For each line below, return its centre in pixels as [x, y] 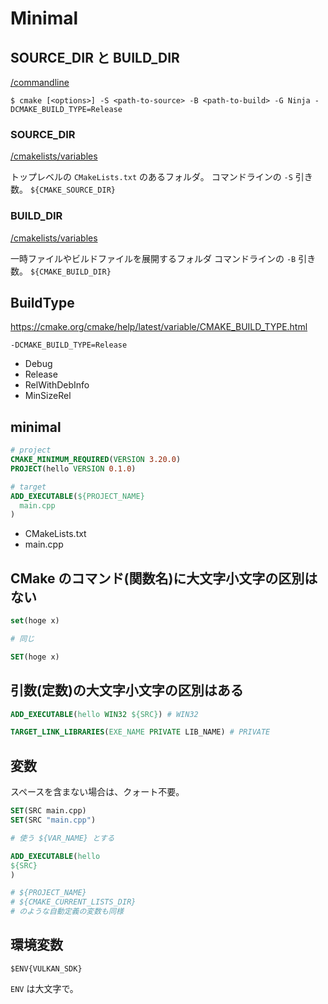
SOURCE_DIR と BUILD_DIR [95, 57]
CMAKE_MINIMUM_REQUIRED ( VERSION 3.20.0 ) [96, 460]
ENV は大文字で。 [44, 988]
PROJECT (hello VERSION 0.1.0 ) [73, 468]
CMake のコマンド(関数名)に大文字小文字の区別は [164, 578]
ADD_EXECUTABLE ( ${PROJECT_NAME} [77, 496]
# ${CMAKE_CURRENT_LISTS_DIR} [73, 902]
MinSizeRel [48, 396]
